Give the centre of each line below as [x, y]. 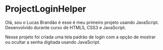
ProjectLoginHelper [46, 9]
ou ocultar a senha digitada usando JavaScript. [53, 42]
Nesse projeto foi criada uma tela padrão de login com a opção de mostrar [81, 37]
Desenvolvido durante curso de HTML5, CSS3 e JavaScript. [66, 27]
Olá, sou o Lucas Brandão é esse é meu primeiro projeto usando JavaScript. [82, 22]
